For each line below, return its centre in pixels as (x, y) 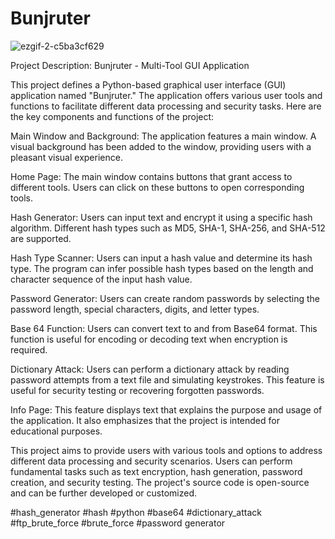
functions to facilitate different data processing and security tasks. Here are (166, 106)
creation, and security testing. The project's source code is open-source (160, 482)
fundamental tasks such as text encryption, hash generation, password (156, 471)
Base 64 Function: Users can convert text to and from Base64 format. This (164, 328)
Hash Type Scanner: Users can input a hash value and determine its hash (161, 258)
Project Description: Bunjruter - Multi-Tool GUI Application (130, 65)
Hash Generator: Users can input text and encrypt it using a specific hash (161, 217)
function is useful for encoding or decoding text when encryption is (149, 339)
